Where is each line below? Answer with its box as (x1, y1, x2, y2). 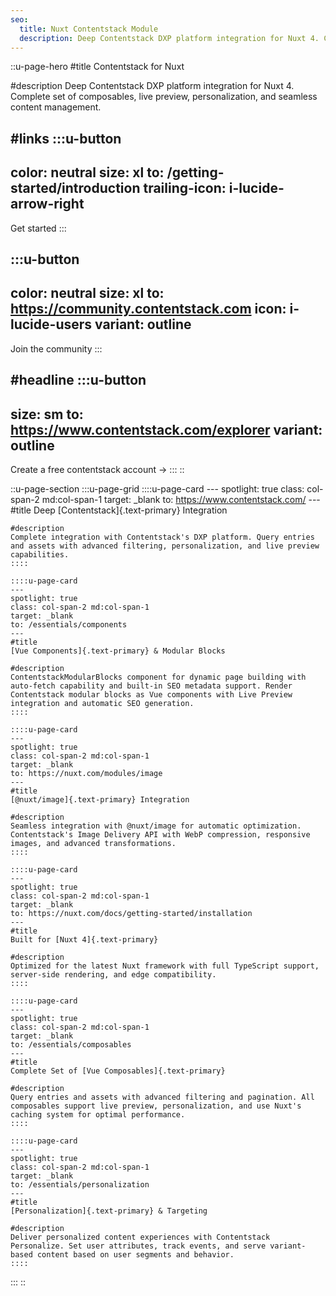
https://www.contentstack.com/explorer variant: (10, 421, 323, 438)
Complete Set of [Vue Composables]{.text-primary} (10, 1066, 226, 1076)
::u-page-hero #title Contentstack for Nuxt (10, 61, 185, 73)
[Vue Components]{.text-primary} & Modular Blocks (10, 646, 226, 656)
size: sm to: (10, 406, 84, 423)
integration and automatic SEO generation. (10, 698, 195, 708)
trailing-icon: (143, 180, 227, 197)
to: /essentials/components (10, 619, 128, 630)
